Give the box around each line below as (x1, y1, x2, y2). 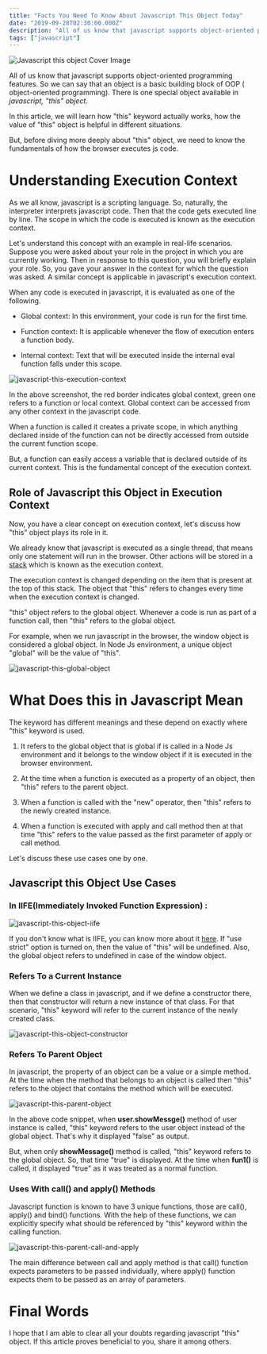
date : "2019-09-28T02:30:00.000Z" (9, 19, 124, 27)
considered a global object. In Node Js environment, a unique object (9, 640, 233, 649)
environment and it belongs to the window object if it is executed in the (20, 749, 252, 759)
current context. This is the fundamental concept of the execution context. (9, 463, 252, 472)
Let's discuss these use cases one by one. (9, 853, 148, 863)
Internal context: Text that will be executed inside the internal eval (20, 351, 235, 360)
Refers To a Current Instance (9, 970, 122, 981)
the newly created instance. (20, 806, 112, 815)
